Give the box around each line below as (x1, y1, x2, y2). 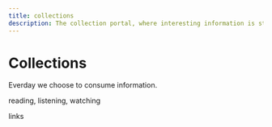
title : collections (8, 11, 74, 20)
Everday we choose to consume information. (8, 80, 158, 90)
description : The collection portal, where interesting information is (8, 19, 255, 27)
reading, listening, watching (8, 96, 101, 105)
